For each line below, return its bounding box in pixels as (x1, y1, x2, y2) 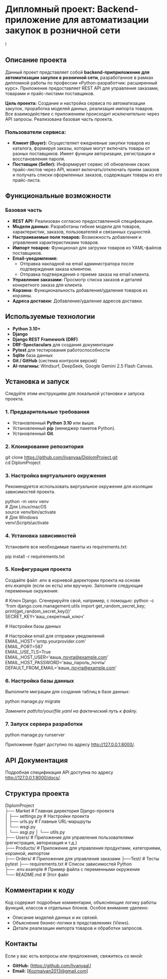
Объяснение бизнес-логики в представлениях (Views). (12, 919, 130, 925)
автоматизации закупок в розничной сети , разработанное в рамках (5, 74, 154, 81)
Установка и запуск (5, 377, 70, 386)
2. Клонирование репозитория (5, 443, 84, 450)
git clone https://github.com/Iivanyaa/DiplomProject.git (5, 454, 118, 460)
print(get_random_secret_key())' (5, 608, 71, 614)
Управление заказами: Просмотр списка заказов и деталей (12, 276, 143, 282)
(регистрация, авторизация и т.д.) (5, 840, 77, 846)
